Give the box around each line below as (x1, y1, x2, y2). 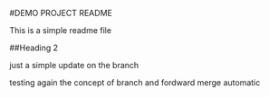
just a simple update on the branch (9, 60, 139, 70)
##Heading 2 (9, 42, 59, 53)
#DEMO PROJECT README (9, 8, 113, 18)
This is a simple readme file (9, 25, 111, 35)
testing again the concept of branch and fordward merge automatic (9, 77, 261, 88)
